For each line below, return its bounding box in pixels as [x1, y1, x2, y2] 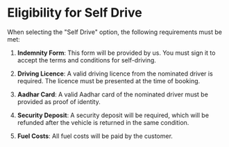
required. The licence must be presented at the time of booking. [17, 76, 201, 85]
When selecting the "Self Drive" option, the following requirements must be [7, 28, 222, 36]
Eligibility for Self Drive [7, 5, 142, 21]
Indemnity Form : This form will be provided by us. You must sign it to [17, 49, 216, 57]
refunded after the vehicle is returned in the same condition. [17, 118, 189, 126]
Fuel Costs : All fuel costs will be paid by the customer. [17, 132, 173, 140]
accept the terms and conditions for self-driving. [17, 55, 156, 64]
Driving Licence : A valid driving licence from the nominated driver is [17, 69, 213, 78]
